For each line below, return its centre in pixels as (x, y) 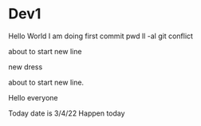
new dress (26, 67)
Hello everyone (33, 97)
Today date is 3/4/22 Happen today (67, 113)
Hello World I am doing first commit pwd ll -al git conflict (101, 36)
